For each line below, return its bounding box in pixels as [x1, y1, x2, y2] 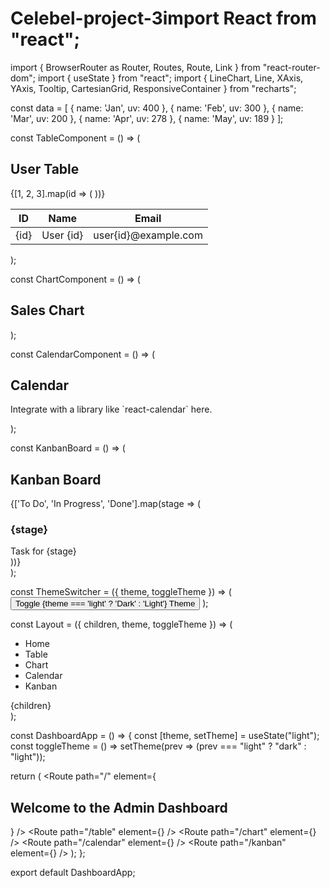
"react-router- [262, 61, 321, 73]
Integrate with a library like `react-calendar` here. [10, 403, 213, 416]
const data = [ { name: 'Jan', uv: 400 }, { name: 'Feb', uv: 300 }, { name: [10, 102, 304, 114]
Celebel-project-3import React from [10, 7, 317, 30]
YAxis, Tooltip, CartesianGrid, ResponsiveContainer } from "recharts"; [10, 82, 297, 94]
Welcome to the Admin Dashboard [10, 799, 228, 816]
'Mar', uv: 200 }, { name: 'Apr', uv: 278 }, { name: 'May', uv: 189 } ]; [10, 112, 284, 124]
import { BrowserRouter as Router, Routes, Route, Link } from [10, 61, 261, 73]
